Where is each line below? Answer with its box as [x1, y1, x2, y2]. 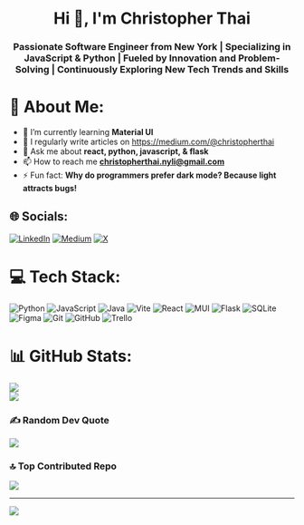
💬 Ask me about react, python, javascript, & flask [22, 146, 209, 157]
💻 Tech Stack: [9, 267, 121, 287]
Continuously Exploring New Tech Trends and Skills [57, 63, 290, 76]
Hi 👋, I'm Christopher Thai [52, 8, 252, 29]
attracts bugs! [22, 183, 78, 194]
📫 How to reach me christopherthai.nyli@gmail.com [22, 156, 224, 167]
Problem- [238, 52, 280, 64]
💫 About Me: [9, 97, 105, 117]
